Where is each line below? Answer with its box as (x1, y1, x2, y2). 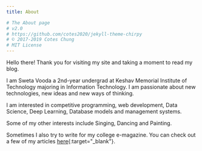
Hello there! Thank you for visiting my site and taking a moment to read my (6, 59, 193, 66)
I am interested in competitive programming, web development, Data (6, 101, 178, 109)
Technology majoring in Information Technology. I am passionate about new (6, 83, 196, 91)
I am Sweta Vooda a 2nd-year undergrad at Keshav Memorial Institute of (6, 77, 187, 84)
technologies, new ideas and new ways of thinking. (6, 90, 135, 97)
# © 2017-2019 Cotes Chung (6, 37, 75, 43)
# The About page (6, 19, 50, 26)
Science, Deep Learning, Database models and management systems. (6, 108, 182, 115)
